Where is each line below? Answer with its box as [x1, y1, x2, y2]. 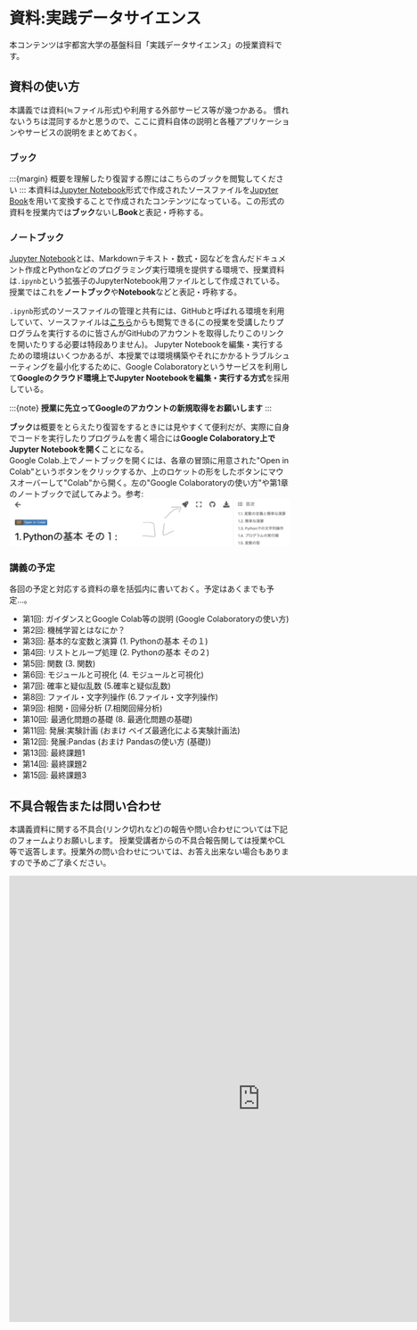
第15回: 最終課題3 [21, 769, 87, 781]
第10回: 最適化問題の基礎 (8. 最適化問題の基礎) [21, 714, 193, 725]
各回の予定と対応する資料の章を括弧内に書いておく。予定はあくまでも [9, 584, 267, 594]
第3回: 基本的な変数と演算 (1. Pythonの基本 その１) [21, 636, 208, 647]
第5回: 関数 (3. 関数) [21, 658, 96, 669]
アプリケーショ [234, 115, 290, 126]
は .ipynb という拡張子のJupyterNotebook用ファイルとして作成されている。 [9, 276, 285, 287]
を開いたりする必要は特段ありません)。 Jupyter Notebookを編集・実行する [9, 339, 283, 350]
